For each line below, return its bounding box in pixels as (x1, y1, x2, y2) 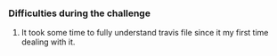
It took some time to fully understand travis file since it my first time (20, 28, 269, 38)
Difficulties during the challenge (8, 7, 151, 20)
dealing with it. (20, 36, 76, 47)
